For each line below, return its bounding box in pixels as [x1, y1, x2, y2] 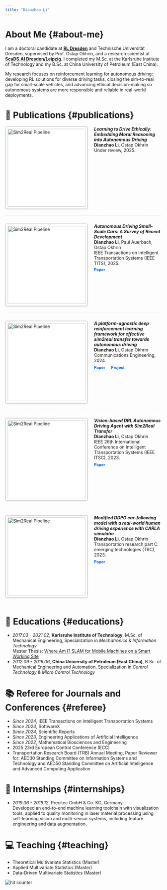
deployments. [5, 92, 33, 98]
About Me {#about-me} [5, 28, 104, 40]
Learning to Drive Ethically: [94, 126, 152, 132]
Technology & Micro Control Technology [12, 669, 95, 675]
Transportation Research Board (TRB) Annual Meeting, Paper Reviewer [12, 750, 158, 756]
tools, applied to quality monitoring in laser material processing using [12, 810, 154, 816]
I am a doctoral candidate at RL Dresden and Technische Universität [5, 45, 145, 51]
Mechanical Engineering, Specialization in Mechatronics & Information [12, 637, 157, 643]
